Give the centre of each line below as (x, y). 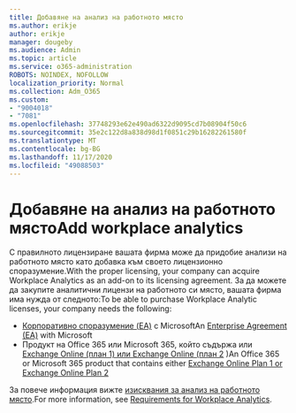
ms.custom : (29, 99)
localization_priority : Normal (67, 83)
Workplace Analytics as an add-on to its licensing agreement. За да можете (148, 280)
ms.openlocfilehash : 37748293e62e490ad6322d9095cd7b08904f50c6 (128, 125)
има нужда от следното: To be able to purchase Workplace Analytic (133, 299)
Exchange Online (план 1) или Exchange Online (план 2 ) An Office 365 (151, 354)
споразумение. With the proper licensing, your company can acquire (135, 272)
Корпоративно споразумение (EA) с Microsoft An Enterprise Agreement (154, 326)
